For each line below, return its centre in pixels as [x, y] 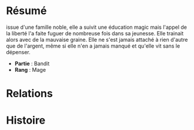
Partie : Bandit [32, 64]
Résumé [26, 11]
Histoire [26, 120]
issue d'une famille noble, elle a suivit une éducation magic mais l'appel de [96, 27]
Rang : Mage [30, 69]
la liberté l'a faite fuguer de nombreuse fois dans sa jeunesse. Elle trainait [95, 33]
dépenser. [18, 52]
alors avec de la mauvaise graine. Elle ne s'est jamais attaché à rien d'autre [97, 39]
